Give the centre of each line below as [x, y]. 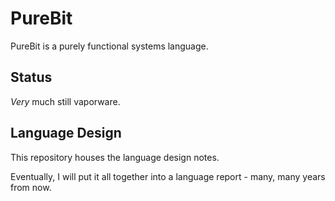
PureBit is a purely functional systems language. [109, 46]
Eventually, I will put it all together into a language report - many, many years [168, 176]
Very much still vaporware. [65, 101]
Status [31, 77]
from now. [31, 187]
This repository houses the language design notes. [115, 157]
